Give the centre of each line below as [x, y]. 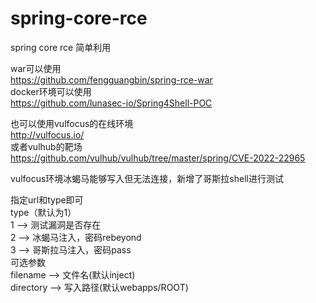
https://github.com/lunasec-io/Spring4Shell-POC [111, 103]
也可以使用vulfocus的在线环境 [72, 123]
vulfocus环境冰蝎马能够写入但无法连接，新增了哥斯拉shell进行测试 [147, 178]
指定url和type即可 [47, 199]
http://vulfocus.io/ [47, 134]
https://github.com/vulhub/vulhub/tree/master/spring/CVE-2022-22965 [158, 158]
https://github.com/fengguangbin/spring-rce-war [111, 79]
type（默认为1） [43, 212]
